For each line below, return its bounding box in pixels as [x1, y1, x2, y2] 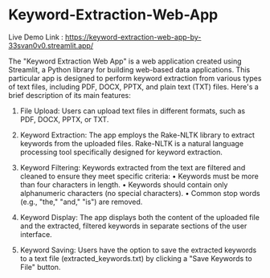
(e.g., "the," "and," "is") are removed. [19, 197, 143, 206]
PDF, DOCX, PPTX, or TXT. [19, 114, 109, 124]
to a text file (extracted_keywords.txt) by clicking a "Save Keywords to [19, 253, 252, 263]
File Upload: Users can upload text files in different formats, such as [19, 106, 246, 116]
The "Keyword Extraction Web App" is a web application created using [8, 56, 243, 66]
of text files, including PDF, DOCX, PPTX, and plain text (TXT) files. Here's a [8, 82, 259, 92]
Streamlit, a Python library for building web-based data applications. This [8, 64, 251, 74]
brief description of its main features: [8, 90, 131, 100]
